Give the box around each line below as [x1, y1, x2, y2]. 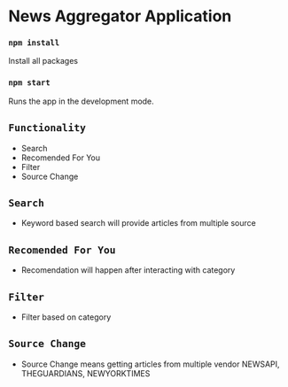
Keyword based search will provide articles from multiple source [20, 218, 256, 228]
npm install [8, 38, 60, 48]
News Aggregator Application [8, 6, 232, 27]
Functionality [8, 121, 86, 135]
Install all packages [8, 56, 79, 66]
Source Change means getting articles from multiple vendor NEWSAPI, [20, 359, 280, 369]
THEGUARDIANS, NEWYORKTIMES [20, 368, 151, 378]
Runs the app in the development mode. [8, 96, 154, 106]
